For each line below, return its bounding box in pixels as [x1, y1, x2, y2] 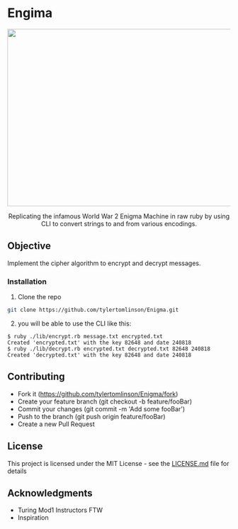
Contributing [7, 371, 65, 383]
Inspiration [17, 513, 49, 522]
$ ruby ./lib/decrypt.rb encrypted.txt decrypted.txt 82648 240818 [7, 345, 211, 352]
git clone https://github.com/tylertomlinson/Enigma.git [7, 306, 179, 313]
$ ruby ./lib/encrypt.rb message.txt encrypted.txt [7, 333, 163, 340]
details [7, 467, 27, 475]
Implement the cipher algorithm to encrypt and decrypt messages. [7, 259, 201, 267]
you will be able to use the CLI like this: [17, 319, 132, 328]
